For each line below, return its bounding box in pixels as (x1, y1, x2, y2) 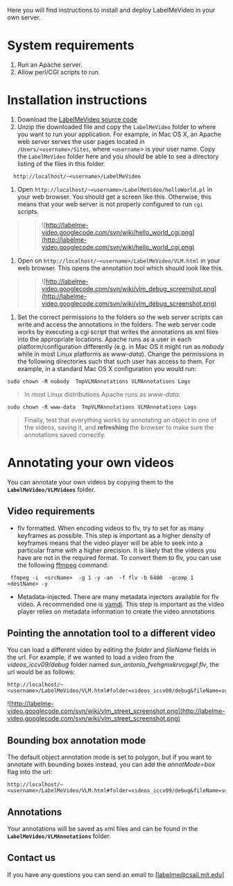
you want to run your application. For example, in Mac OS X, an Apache (17, 130, 222, 138)
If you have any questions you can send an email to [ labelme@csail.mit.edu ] (7, 870, 225, 878)
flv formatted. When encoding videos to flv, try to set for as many (17, 524, 205, 532)
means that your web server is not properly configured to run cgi (17, 199, 203, 208)
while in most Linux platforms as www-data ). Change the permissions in (17, 350, 224, 358)
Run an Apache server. (17, 60, 83, 69)
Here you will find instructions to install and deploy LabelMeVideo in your (7, 6, 216, 14)
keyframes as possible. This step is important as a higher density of (17, 531, 212, 539)
